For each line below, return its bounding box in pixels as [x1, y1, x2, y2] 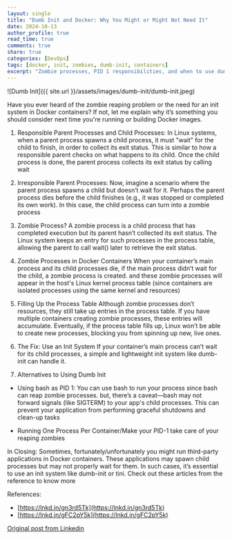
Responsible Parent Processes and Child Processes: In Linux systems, [17, 129, 217, 137]
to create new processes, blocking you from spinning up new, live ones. [17, 329, 222, 337]
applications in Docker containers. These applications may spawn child [7, 454, 209, 463]
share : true [7, 49, 41, 56]
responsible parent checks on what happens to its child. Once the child [17, 150, 220, 159]
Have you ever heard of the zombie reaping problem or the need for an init [7, 100, 219, 108]
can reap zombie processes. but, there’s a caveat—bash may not [17, 391, 202, 399]
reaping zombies [17, 433, 66, 442]
